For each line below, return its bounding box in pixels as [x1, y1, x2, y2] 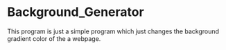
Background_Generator [7, 4, 144, 20]
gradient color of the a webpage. [7, 34, 101, 42]
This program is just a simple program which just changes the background [7, 27, 220, 35]
